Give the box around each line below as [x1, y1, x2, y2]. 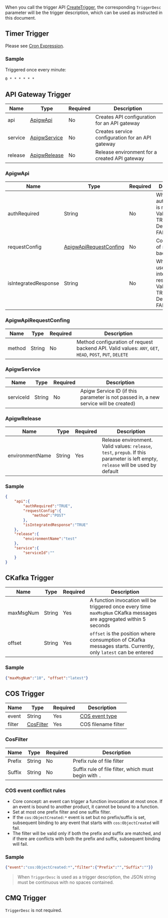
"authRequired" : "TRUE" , [23, 504, 72, 509]
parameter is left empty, [101, 455, 158, 463]
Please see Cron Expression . [5, 43, 64, 49]
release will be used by [101, 462, 156, 469]
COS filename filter [79, 721, 125, 728]
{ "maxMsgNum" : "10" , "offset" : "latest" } [5, 675, 88, 680]
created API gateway [95, 155, 144, 162]
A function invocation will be [89, 597, 156, 604]
